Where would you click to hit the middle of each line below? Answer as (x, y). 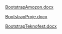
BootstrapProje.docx (26, 17)
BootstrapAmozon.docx (29, 7)
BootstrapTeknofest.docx (31, 26)
